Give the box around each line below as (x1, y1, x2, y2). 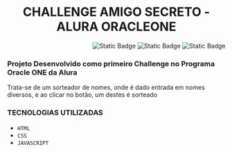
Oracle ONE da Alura (7, 67, 78, 77)
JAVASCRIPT (17, 140, 49, 146)
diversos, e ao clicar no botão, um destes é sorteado (7, 91, 158, 99)
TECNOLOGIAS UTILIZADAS (7, 108, 104, 117)
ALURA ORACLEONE (56, 19, 177, 35)
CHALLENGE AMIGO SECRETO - (23, 4, 210, 20)
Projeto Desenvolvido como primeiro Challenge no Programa (7, 59, 215, 68)
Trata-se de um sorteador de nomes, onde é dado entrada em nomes (7, 84, 206, 92)
